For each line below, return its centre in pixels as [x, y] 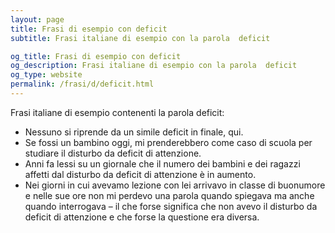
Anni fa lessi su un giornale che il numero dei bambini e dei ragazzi [162, 163]
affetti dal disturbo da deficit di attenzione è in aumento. [140, 174]
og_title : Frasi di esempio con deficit [96, 56]
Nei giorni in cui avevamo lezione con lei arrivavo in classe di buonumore [175, 185]
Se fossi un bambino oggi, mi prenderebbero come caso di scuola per [168, 142]
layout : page [37, 19]
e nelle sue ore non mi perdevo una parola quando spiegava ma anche [169, 195]
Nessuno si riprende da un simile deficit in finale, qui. [134, 132]
